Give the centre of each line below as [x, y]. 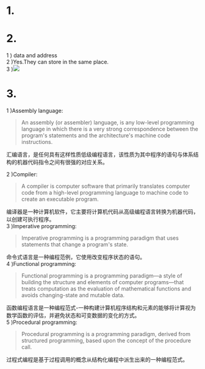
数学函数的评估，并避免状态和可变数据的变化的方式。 [73, 315]
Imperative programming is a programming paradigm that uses [100, 238]
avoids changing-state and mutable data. [73, 295]
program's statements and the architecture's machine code [96, 135]
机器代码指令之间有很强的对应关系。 [62, 162]
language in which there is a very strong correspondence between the [110, 129]
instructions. [37, 142]
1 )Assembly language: [35, 111]
